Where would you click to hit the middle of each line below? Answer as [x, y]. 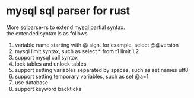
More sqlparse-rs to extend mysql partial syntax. [66, 27]
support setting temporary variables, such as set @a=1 [82, 76]
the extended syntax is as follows [47, 33]
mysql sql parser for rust [68, 11]
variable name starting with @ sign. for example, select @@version [97, 45]
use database [31, 82]
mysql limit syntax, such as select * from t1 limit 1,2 [77, 51]
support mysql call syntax [46, 57]
